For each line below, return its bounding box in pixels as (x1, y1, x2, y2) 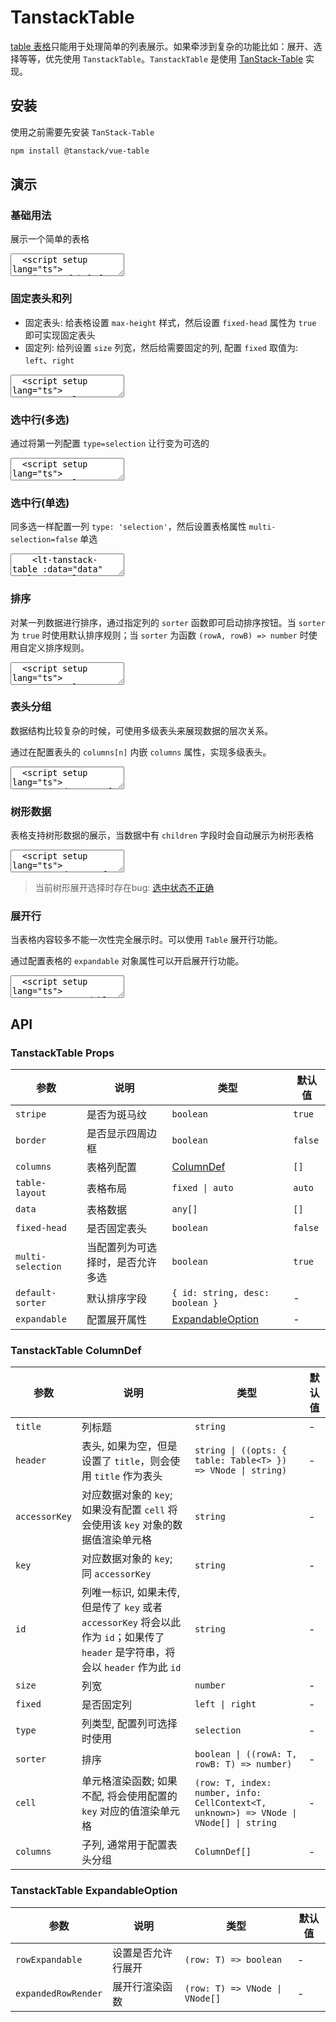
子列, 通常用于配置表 (81, 1838, 178, 1852)
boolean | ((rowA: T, (194, 1749, 298, 1760)
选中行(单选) (10, 496, 70, 510)
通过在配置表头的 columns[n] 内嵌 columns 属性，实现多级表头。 (10, 746, 272, 758)
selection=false (10, 535, 78, 545)
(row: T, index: (194, 1777, 272, 1789)
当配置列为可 (86, 1241, 148, 1255)
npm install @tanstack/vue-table (10, 146, 150, 156)
